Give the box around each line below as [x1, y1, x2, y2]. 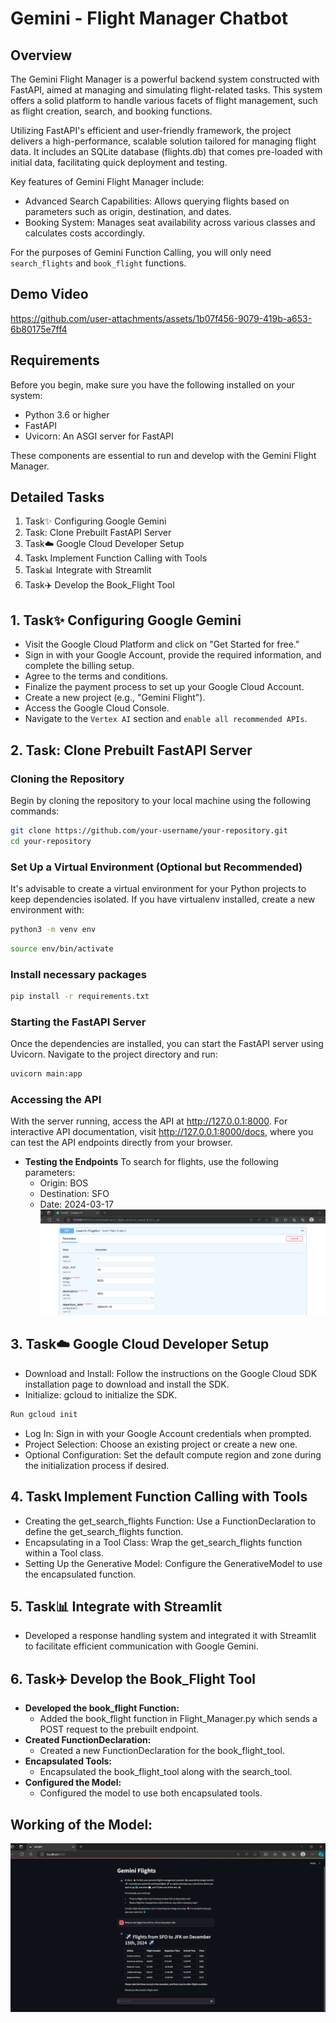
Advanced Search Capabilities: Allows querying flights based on [24, 195, 290, 207]
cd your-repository [10, 836, 92, 846]
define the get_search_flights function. [24, 1525, 184, 1537]
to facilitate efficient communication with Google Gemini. [24, 1640, 259, 1652]
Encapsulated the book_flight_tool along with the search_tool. [39, 1766, 293, 1778]
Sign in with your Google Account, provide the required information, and [24, 649, 322, 661]
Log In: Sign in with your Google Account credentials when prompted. [24, 1427, 312, 1439]
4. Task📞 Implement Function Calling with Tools [10, 1488, 308, 1506]
